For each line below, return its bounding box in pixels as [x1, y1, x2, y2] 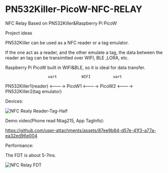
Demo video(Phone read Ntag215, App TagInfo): [5, 117, 104, 124]
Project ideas [5, 30, 33, 36]
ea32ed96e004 [5, 132, 38, 139]
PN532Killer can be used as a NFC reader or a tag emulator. [5, 39, 129, 46]
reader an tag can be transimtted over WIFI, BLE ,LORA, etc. [5, 54, 129, 61]
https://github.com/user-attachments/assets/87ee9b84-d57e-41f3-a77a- [5, 127, 156, 133]
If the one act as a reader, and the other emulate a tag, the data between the [5, 49, 163, 55]
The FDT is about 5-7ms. [5, 152, 57, 158]
